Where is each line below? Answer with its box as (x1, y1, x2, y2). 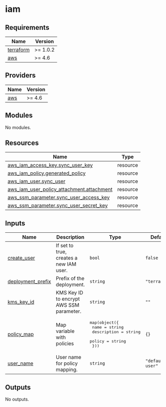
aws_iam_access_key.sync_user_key (7, 162, 93, 169)
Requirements (5, 23, 49, 32)
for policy (56, 360, 78, 367)
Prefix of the (56, 275, 85, 282)
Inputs (5, 219, 26, 227)
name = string (92, 325, 124, 330)
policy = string (89, 339, 126, 344)
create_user (7, 255, 36, 262)
